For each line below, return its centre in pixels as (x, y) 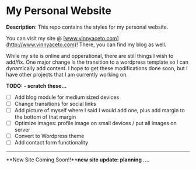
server (22, 130)
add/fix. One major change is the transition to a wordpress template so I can (97, 62)
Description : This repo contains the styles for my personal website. (87, 27)
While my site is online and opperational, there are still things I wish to (90, 56)
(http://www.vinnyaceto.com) (41, 44)
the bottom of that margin (45, 117)
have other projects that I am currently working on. (67, 74)
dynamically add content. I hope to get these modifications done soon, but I (97, 68)
